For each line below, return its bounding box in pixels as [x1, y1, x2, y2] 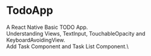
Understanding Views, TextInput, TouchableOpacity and [6, 30, 146, 37]
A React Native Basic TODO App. [6, 23, 88, 31]
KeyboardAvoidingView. [6, 36, 65, 43]
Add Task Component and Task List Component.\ [6, 43, 129, 50]
